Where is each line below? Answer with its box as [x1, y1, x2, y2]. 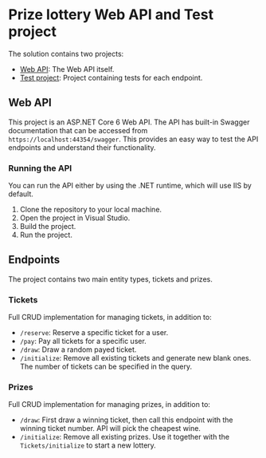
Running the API [8, 162, 72, 173]
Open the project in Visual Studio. [19, 213, 131, 223]
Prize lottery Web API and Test [8, 6, 213, 24]
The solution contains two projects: [8, 49, 124, 58]
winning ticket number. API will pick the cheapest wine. [19, 424, 201, 433]
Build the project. [19, 222, 76, 231]
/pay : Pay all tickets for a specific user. [19, 337, 147, 346]
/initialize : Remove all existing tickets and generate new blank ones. [19, 353, 252, 363]
